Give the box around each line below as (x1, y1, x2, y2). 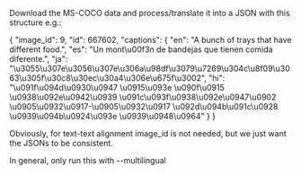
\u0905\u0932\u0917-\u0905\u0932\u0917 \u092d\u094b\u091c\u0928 (9, 101, 279, 111)
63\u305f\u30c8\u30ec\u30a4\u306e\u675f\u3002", (9, 73, 207, 83)
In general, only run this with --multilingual (9, 155, 166, 165)
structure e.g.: (9, 17, 62, 28)
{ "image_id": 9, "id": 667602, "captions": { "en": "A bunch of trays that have (9, 35, 292, 45)
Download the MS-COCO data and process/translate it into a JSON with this (9, 8, 290, 18)
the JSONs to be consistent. (9, 138, 114, 148)
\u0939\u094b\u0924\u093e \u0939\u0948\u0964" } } (9, 111, 217, 121)
